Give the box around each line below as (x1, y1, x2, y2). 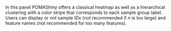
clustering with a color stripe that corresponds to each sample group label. (5, 9, 162, 15)
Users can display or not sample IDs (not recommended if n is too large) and (5, 15, 166, 20)
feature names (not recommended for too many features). (5, 20, 127, 26)
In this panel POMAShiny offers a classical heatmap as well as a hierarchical (5, 4, 165, 10)
